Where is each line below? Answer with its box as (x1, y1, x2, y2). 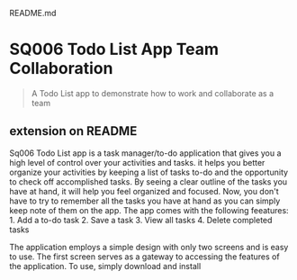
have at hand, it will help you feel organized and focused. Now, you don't (9, 185, 279, 196)
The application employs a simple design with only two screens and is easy (9, 241, 289, 252)
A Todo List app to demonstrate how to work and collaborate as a (31, 87, 274, 98)
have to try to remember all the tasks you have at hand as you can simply (9, 195, 281, 206)
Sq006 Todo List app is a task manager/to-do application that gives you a (9, 148, 282, 158)
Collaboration (9, 59, 113, 79)
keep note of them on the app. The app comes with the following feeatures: (9, 204, 290, 215)
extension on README (9, 123, 138, 139)
